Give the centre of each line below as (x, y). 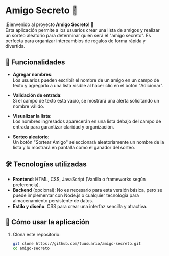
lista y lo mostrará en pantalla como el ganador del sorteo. (74, 147)
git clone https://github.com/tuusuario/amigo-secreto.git (77, 244)
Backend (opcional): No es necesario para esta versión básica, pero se (87, 190)
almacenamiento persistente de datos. (53, 200)
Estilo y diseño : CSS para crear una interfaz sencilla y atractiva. (80, 206)
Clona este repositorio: (37, 235)
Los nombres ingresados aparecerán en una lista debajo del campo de (87, 121)
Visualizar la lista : (32, 116)
